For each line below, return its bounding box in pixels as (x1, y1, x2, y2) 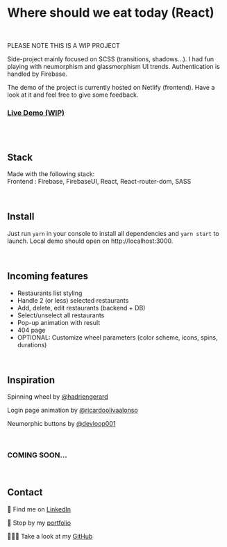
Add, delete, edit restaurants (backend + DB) (17, 303, 146, 312)
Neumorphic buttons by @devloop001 (7, 420, 116, 428)
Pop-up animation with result (17, 318, 101, 326)
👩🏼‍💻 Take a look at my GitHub (7, 532, 93, 540)
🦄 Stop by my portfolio (7, 518, 72, 527)
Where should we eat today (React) (7, 5, 215, 21)
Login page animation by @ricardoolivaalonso (7, 406, 138, 415)
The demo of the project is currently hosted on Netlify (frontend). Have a (7, 83, 215, 91)
